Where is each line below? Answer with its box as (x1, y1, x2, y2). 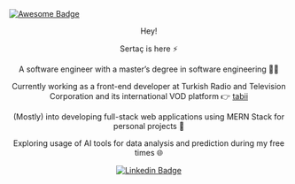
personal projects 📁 (113, 121, 184, 131)
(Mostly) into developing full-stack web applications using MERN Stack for (12, 111, 285, 122)
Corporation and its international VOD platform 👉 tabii (49, 91, 249, 101)
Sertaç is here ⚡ (119, 43, 179, 54)
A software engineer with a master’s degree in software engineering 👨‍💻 (19, 64, 279, 74)
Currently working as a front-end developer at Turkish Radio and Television (12, 81, 286, 91)
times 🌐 (134, 148, 164, 157)
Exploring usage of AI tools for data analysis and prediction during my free (12, 138, 285, 149)
